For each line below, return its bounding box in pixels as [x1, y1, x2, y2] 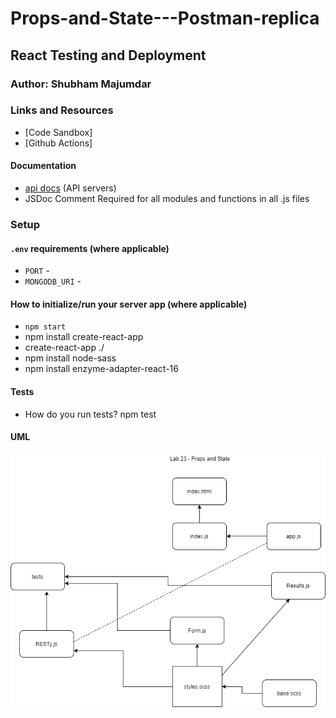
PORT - [24, 265, 50, 277]
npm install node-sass [24, 352, 117, 364]
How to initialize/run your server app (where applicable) [10, 298, 248, 310]
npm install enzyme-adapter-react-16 [24, 363, 179, 375]
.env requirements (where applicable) [10, 242, 170, 254]
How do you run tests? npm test [24, 408, 157, 420]
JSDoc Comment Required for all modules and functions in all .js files [24, 193, 310, 204]
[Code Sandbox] [24, 126, 93, 138]
